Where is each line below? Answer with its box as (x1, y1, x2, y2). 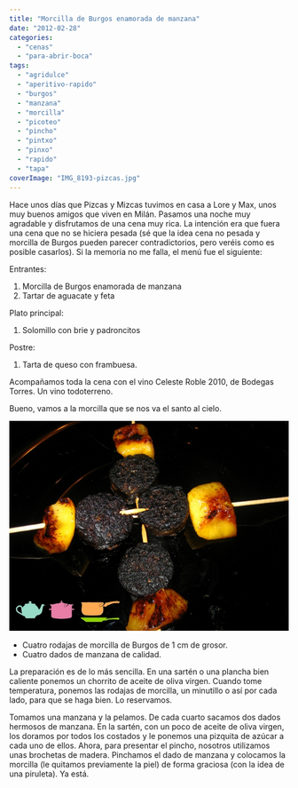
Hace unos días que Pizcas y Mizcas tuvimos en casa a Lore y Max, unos (9, 199, 277, 210)
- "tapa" (17, 164, 50, 173)
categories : (9, 33, 53, 42)
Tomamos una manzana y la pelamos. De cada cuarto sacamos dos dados (9, 712, 281, 722)
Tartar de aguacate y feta (21, 290, 115, 301)
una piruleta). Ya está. (9, 768, 90, 779)
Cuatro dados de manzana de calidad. (21, 649, 162, 659)
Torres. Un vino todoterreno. (9, 386, 114, 396)
